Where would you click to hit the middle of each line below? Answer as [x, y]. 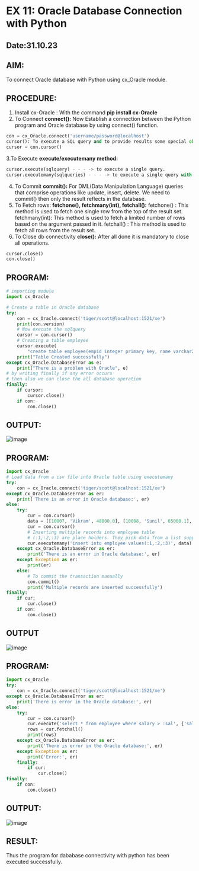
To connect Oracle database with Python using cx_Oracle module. [86, 80]
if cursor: [30, 390]
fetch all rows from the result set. [55, 230]
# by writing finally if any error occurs [59, 374]
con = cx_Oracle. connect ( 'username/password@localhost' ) [78, 136]
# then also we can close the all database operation [74, 379]
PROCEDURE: [31, 98]
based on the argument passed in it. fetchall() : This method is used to [100, 224]
